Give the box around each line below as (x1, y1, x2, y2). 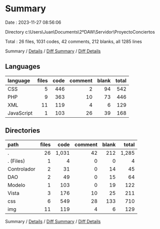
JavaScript (7, 109, 33, 116)
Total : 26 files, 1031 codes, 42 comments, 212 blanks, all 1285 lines (5, 38, 142, 45)
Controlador (7, 165, 36, 172)
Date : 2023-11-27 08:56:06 (5, 19, 62, 25)
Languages (5, 62, 40, 71)
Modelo (7, 182, 26, 188)
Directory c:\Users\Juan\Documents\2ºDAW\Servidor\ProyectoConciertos (5, 29, 155, 35)
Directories (5, 127, 40, 135)
